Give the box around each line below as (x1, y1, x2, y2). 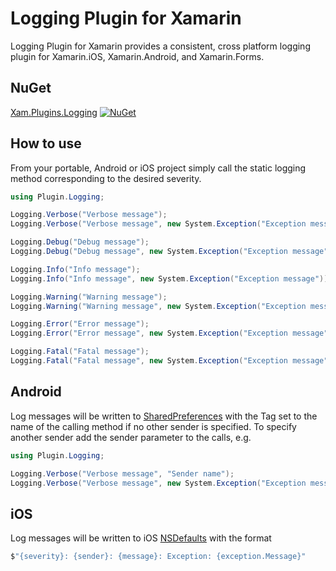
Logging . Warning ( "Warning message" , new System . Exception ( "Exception (10, 301, 307, 311)
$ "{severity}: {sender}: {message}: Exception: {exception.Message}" (10, 552, 307, 562)
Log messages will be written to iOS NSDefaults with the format (10, 532, 272, 544)
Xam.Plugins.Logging (10, 106, 98, 118)
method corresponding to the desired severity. (10, 172, 202, 184)
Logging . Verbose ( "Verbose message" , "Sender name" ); (10, 468, 235, 479)
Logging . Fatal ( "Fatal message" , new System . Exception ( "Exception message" (10, 356, 329, 366)
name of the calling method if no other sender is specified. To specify (10, 420, 297, 432)
